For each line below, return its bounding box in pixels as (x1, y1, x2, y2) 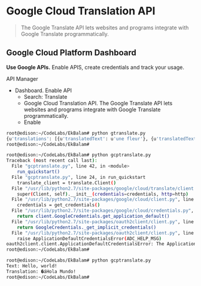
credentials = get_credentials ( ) (17, 202, 100, 208)
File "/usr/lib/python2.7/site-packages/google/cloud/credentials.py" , (11, 208, 194, 214)
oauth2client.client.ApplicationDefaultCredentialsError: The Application (6, 241, 197, 247)
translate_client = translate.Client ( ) (17, 179, 117, 186)
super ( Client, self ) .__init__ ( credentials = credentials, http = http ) (17, 191, 188, 197)
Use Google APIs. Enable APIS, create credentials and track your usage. (6, 63, 184, 71)
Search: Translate (23, 93, 68, 100)
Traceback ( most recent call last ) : (6, 157, 98, 164)
